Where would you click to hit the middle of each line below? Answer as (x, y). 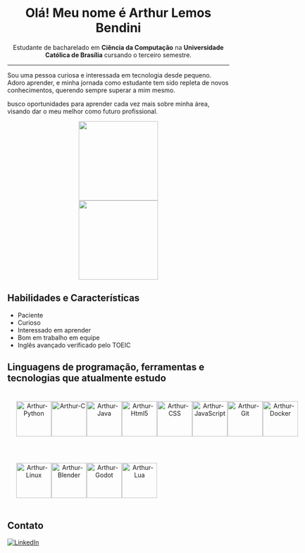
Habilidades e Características (74, 298)
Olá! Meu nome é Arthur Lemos (118, 13)
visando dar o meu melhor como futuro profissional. (83, 111)
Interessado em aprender (54, 330)
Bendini (118, 28)
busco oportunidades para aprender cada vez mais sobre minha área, (108, 104)
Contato (25, 525)
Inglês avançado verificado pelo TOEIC (74, 345)
